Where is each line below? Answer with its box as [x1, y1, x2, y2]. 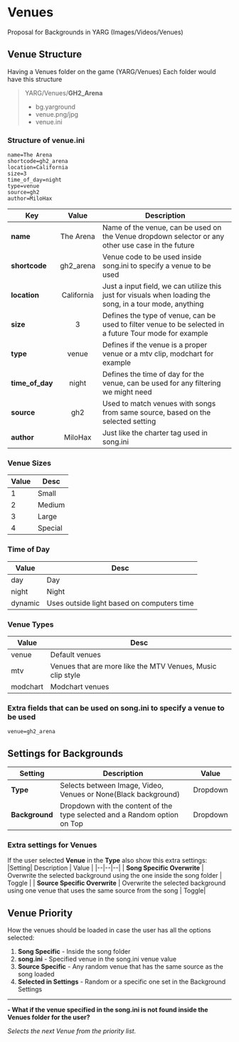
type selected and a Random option [60, 810, 179, 820]
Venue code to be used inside [102, 252, 202, 262]
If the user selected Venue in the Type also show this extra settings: [7, 856, 208, 865]
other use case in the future [102, 240, 195, 250]
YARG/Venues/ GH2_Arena [24, 88, 103, 97]
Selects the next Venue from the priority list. [7, 1027, 137, 1036]
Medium [38, 500, 65, 510]
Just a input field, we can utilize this [102, 282, 222, 292]
